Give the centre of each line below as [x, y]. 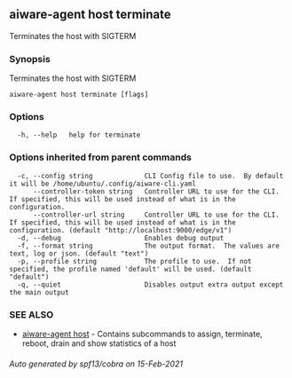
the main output [39, 292]
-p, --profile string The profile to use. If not [134, 261]
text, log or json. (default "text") [79, 253]
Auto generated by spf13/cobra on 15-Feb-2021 [96, 364]
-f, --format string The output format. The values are [148, 246]
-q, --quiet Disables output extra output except [150, 284]
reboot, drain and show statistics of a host [99, 343]
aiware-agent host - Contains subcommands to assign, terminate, [142, 334]
